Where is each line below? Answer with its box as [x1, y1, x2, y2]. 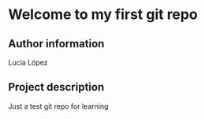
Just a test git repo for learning [8, 101, 109, 111]
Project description [8, 80, 105, 94]
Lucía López [8, 58, 48, 67]
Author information [8, 37, 105, 50]
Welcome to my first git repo [8, 6, 199, 24]
